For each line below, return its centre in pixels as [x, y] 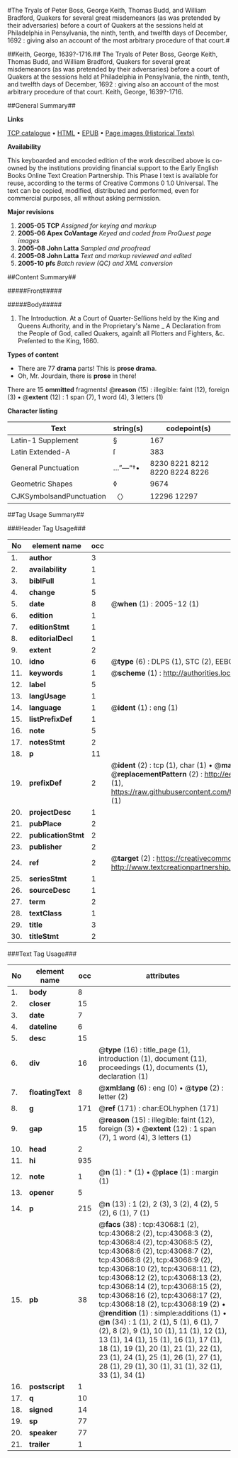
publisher [46, 847]
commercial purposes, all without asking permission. [84, 198]
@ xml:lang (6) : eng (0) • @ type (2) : [161, 1088]
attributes [163, 976]
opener [42, 1192]
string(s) [128, 428]
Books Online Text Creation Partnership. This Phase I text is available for [113, 176]
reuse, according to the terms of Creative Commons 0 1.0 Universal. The [113, 183]
